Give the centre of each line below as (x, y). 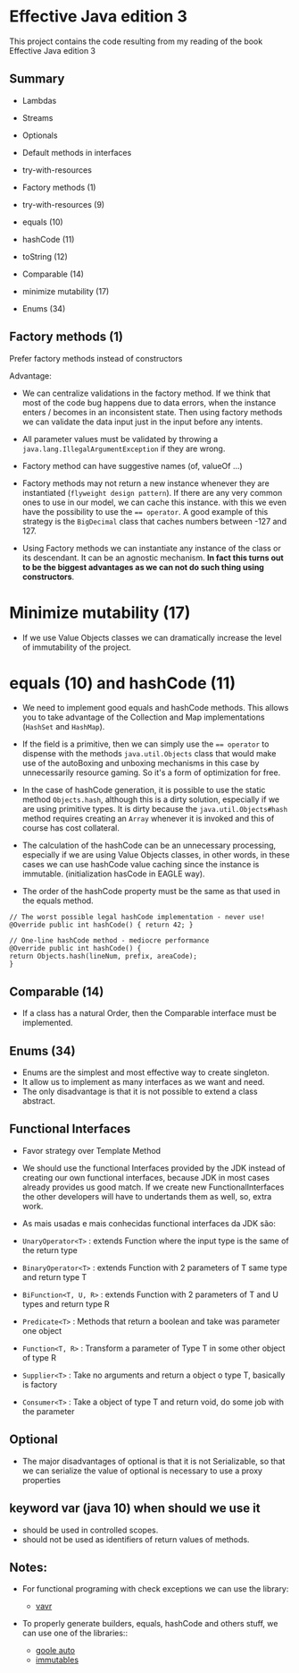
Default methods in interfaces (77, 152)
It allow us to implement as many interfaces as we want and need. (143, 1082)
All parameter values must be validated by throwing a (120, 439)
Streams (37, 117)
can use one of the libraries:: (75, 1633)
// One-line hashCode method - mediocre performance (109, 941)
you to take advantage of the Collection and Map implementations (143, 717)
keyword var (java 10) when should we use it (135, 1509)
